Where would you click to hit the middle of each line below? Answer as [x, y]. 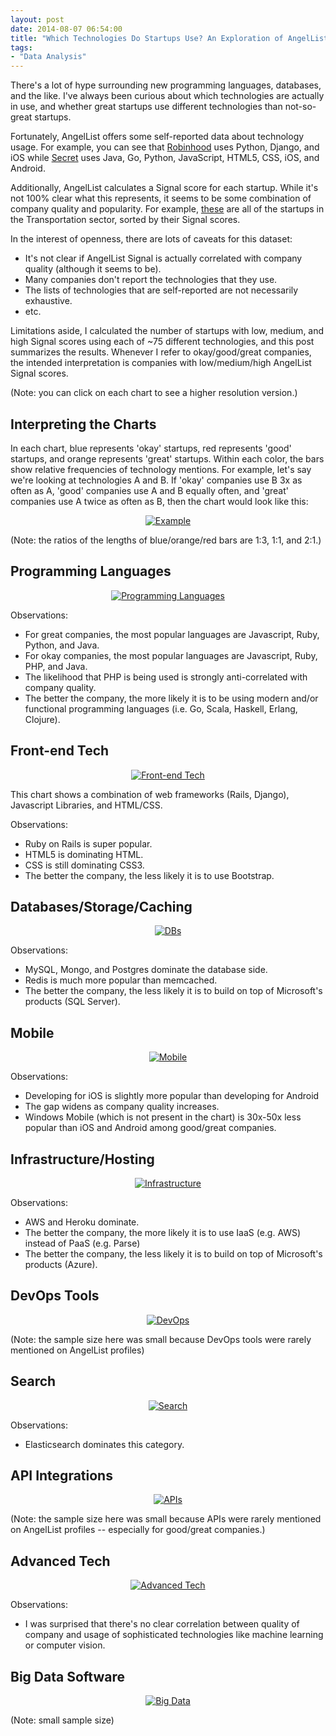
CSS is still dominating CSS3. [84, 865]
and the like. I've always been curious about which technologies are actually [167, 96]
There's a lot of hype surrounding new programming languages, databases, [166, 85]
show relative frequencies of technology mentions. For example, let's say [161, 469]
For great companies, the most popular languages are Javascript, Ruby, [172, 634]
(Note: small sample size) [62, 1720]
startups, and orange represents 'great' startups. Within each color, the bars [167, 458]
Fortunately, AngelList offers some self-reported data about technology [157, 137]
